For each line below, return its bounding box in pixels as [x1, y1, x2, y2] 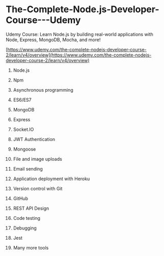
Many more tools [13, 244, 49, 250]
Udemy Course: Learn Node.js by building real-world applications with [6, 31, 153, 37]
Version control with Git [13, 185, 63, 191]
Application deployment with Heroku [13, 176, 90, 182]
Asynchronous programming [13, 87, 73, 93]
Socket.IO [13, 126, 34, 132]
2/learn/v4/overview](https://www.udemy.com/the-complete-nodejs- [6, 52, 152, 58]
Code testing [13, 215, 40, 221]
